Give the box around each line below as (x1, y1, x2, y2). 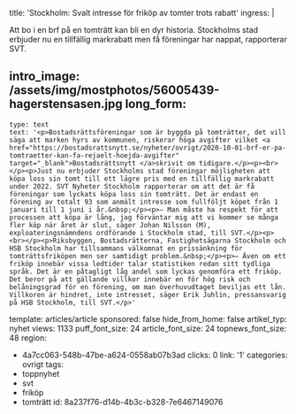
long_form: (125, 96, 187, 111)
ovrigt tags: (21, 358, 65, 370)
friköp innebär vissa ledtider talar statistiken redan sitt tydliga (9, 259, 271, 268)
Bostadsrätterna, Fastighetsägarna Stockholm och (100, 236, 287, 245)
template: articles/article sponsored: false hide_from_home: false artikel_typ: (9, 313, 287, 324)
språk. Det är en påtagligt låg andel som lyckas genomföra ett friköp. (9, 267, 283, 276)
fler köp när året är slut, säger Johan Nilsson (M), (9, 220, 212, 229)
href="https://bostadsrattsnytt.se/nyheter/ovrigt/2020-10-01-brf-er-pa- (9, 143, 287, 152)
